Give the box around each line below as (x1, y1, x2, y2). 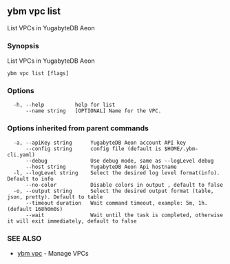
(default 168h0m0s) (7, 205, 63, 212)
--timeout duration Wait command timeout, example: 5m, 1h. (25, 199, 208, 206)
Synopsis (7, 41, 39, 50)
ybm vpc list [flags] (7, 70, 70, 77)
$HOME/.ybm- (164, 145, 198, 152)
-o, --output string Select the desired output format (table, (13, 187, 214, 194)
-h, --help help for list (13, 101, 116, 109)
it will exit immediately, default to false (7, 217, 137, 225)
